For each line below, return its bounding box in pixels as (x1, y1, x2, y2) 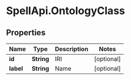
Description (55, 45, 89, 53)
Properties (6, 28, 46, 38)
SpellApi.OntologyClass (6, 4, 125, 18)
